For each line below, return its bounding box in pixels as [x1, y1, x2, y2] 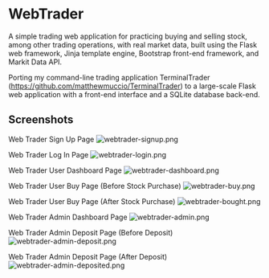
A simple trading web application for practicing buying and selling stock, [8, 31, 247, 41]
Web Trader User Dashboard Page [8, 166, 122, 175]
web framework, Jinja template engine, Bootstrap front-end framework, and [8, 48, 259, 58]
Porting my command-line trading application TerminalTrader [8, 72, 210, 82]
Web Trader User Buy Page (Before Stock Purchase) [8, 181, 182, 190]
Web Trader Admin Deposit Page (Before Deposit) [8, 227, 173, 237]
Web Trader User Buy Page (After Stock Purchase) [8, 196, 176, 206]
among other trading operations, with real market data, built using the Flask [8, 39, 258, 49]
